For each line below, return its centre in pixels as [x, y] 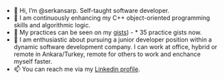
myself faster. [33, 61]
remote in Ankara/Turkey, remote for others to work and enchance [107, 54]
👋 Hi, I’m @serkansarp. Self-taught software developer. [91, 11]
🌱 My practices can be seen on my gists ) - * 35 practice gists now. [108, 32]
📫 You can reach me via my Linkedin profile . [77, 69]
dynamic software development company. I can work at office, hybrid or [115, 47]
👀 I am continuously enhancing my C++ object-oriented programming [112, 18]
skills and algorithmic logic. [52, 25]
